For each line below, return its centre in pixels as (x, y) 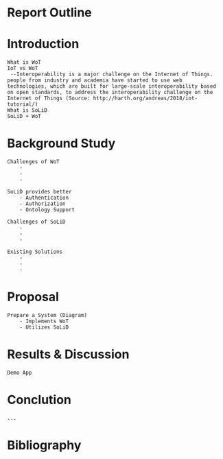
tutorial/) (23, 104)
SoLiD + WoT (24, 117)
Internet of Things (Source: (49, 98)
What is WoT (24, 62)
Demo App (20, 373)
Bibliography (44, 446)
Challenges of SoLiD (37, 222)
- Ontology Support (47, 210)
